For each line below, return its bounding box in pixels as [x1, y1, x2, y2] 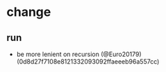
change [6, 4, 51, 20]
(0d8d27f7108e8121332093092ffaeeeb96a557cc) [16, 57, 160, 66]
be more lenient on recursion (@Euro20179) [16, 50, 142, 58]
